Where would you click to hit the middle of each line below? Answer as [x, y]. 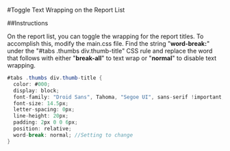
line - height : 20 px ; [41, 116]
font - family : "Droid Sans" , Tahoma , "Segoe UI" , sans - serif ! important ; [119, 97]
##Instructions [28, 23]
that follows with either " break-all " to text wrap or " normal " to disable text [112, 58]
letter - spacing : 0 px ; [44, 110]
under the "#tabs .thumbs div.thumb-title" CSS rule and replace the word [110, 51]
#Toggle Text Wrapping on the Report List [66, 10]
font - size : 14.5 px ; [41, 103]
